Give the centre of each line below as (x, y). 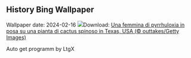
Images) (16, 37)
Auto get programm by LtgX (40, 49)
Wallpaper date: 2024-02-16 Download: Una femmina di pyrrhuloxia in (95, 25)
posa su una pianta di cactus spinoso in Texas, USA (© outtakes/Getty (93, 31)
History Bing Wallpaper (50, 10)
